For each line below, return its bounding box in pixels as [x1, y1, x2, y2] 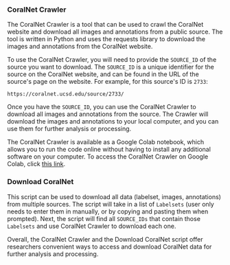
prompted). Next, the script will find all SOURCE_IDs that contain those [7, 214, 201, 222]
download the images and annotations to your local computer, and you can [7, 117, 219, 126]
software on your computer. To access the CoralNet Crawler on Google [7, 152, 209, 161]
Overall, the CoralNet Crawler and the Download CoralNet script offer [7, 235, 203, 243]
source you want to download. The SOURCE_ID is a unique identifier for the [7, 63, 214, 71]
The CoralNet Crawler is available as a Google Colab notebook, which [7, 138, 205, 146]
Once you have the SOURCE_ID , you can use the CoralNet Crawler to [7, 103, 197, 111]
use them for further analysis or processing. [7, 125, 132, 133]
